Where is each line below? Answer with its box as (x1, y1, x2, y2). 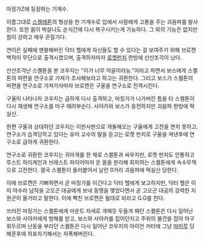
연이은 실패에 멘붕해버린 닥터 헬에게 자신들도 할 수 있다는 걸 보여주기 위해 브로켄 (6, 46, 197, 53)
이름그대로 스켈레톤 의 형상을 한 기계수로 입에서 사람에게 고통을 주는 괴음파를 (6, 18, 187, 26)
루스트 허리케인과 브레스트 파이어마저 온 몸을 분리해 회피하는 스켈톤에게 (6, 159, 175, 166)
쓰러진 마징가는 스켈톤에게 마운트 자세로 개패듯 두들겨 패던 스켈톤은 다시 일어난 (6, 207, 194, 214)
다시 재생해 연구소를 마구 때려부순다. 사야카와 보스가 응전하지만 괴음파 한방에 (6, 103, 189, 109)
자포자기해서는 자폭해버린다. (27, 230, 94, 237)
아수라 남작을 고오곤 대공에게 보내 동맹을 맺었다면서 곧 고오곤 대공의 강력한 (12, 187, 190, 194)
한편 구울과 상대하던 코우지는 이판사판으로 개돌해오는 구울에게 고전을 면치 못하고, (6, 123, 199, 130)
